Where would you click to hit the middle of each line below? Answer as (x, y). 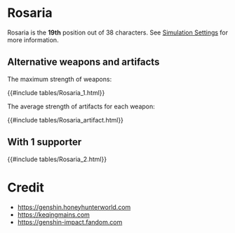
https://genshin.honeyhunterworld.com (74, 207)
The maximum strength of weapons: (60, 79)
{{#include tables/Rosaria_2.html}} (57, 159)
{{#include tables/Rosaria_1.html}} (56, 92)
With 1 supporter (45, 142)
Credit (26, 187)
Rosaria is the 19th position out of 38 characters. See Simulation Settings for (118, 32)
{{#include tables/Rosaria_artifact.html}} (66, 120)
